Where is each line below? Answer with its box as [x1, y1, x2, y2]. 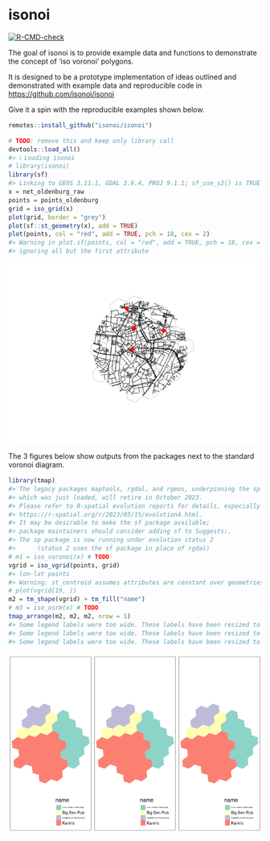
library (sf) [8, 171, 48, 179]
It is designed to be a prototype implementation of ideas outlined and [8, 72, 237, 81]
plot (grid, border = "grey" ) [8, 213, 106, 221]
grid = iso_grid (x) [8, 204, 74, 212]
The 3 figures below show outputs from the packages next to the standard [8, 451, 255, 461]
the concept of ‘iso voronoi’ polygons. [8, 56, 134, 66]
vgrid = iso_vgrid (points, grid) [8, 561, 121, 569]
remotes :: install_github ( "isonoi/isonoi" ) [8, 121, 153, 130]
